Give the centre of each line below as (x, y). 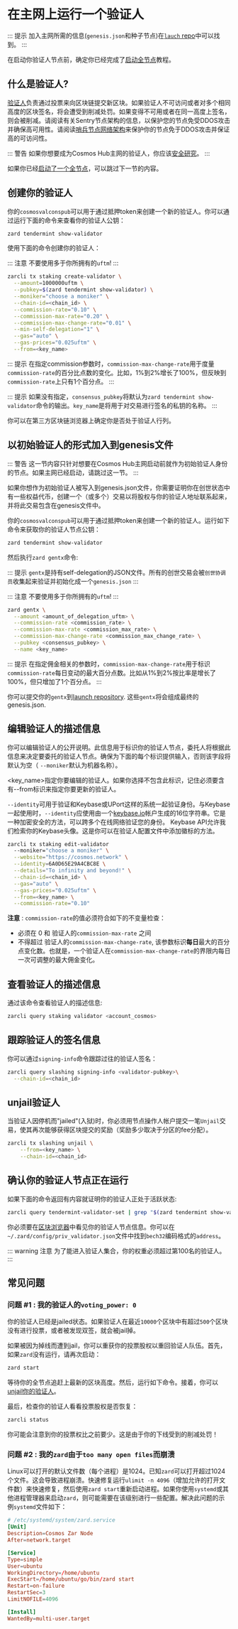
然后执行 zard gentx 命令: (43, 557)
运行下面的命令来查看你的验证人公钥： (69, 220)
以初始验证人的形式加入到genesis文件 (90, 445)
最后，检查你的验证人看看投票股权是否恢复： (73, 1407)
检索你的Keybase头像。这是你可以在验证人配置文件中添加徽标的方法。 (116, 830)
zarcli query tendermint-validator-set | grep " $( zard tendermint (107, 1212)
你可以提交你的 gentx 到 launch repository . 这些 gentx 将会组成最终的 (103, 696)
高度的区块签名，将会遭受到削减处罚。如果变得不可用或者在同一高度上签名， (119, 112)
